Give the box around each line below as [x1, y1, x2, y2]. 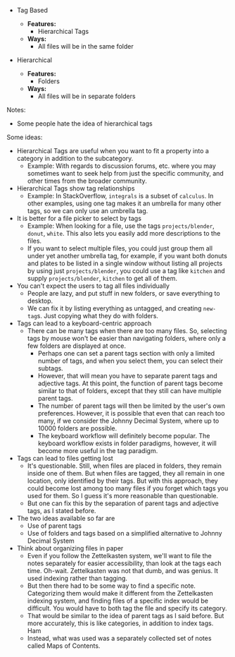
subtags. [37, 364, 64, 373]
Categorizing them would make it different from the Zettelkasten [27, 589, 214, 597]
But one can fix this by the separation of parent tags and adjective [27, 499, 219, 507]
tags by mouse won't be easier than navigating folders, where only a [27, 334, 227, 342]
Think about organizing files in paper [16, 544, 124, 553]
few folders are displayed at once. [27, 342, 127, 350]
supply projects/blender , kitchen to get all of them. [27, 275, 177, 282]
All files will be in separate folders [37, 92, 136, 100]
